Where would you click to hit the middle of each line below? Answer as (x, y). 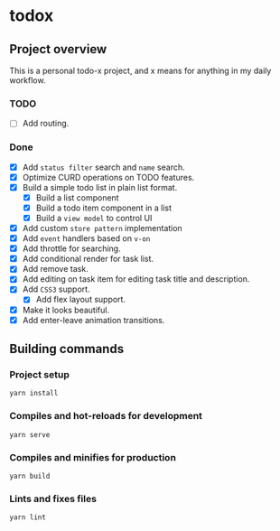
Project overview (58, 49)
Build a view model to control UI (94, 218)
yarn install (34, 394)
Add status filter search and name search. (103, 167)
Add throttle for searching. (71, 248)
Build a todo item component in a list (104, 208)
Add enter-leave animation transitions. (93, 320)
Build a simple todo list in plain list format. (100, 187)
